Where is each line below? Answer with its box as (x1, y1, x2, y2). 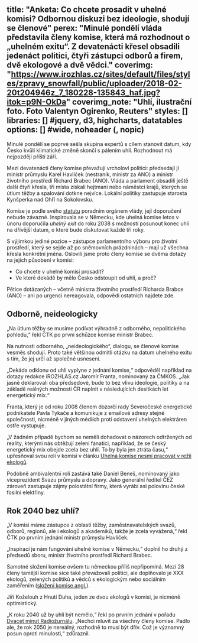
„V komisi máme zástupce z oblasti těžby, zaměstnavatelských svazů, (7, 521, 176, 528)
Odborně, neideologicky (7, 309, 98, 319)
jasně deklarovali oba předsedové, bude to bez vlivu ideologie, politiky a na (7, 379, 190, 386)
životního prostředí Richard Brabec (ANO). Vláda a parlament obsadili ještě (7, 177, 189, 184)
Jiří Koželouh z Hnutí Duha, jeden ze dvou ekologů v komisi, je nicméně (7, 593, 181, 600)
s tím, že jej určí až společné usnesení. (7, 355, 101, 362)
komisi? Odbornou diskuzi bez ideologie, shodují (7, 14, 190, 24)
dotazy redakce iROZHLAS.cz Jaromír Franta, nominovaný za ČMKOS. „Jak (7, 372, 190, 380)
